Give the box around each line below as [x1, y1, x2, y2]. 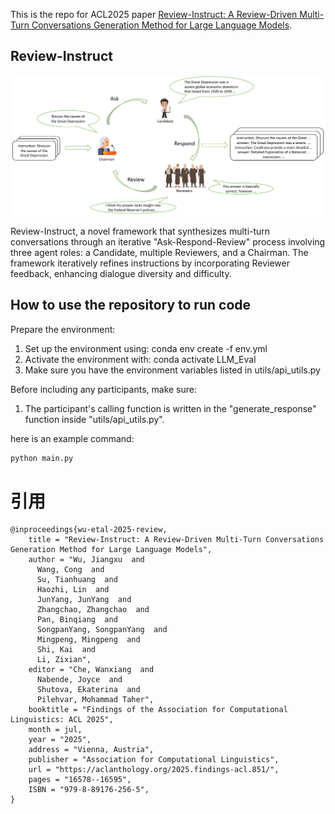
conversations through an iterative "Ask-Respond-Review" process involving [10, 235, 326, 248]
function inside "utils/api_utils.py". [24, 413, 165, 425]
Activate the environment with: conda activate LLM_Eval [24, 353, 257, 365]
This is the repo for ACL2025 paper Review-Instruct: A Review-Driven [10, 9, 298, 20]
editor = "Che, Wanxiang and [28, 665, 155, 675]
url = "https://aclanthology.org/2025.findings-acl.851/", [28, 765, 280, 775]
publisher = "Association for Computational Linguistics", [28, 755, 280, 765]
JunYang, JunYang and [36, 595, 132, 605]
